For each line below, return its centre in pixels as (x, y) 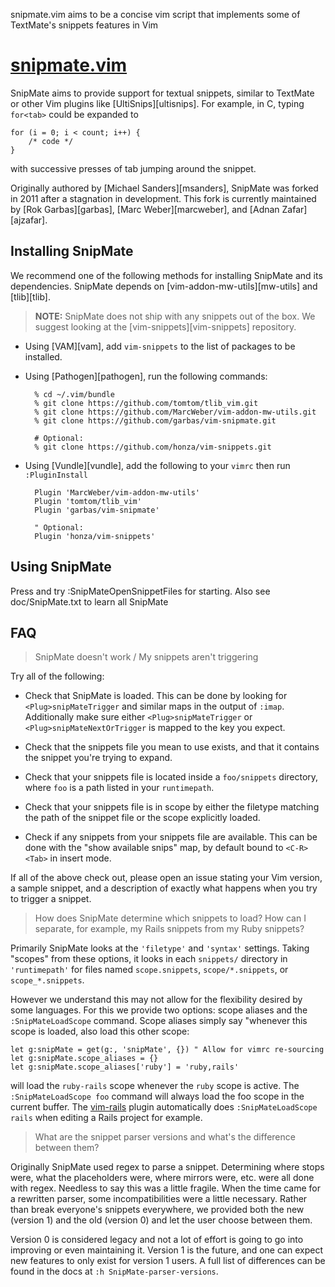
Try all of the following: (57, 676)
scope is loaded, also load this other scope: (100, 1031)
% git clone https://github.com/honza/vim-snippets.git (153, 447)
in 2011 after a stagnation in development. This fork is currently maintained (163, 198)
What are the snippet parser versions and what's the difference (165, 1137)
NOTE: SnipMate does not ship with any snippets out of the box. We (175, 316)
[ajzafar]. (29, 220)
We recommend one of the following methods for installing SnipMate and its (166, 275)
